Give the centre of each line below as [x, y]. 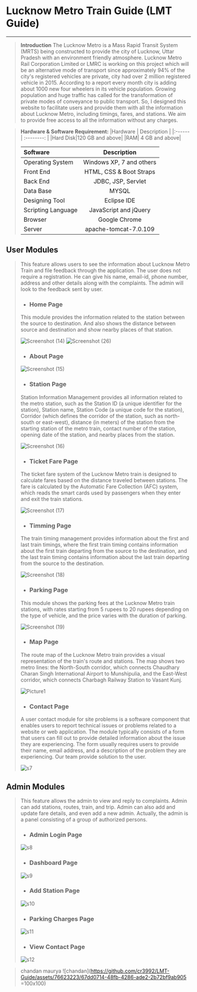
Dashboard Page [53, 863]
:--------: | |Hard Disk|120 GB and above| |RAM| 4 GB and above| [102, 138]
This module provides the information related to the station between [102, 317]
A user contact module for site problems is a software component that [105, 719]
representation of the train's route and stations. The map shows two [102, 661]
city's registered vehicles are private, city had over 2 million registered [105, 76]
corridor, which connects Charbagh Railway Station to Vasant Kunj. [101, 680]
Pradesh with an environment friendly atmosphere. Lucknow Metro [101, 58]
